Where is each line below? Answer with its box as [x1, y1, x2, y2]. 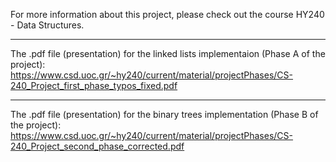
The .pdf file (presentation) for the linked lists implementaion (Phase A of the [10, 48, 326, 59]
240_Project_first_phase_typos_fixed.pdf [10, 80, 178, 91]
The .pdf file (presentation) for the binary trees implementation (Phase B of [10, 109, 319, 120]
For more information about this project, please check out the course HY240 [10, 9, 325, 20]
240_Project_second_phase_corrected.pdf [10, 140, 185, 152]
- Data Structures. [10, 19, 85, 31]
